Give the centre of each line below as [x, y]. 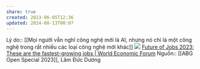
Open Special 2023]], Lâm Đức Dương [53, 60]
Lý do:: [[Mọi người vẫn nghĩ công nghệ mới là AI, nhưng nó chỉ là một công [99, 40]
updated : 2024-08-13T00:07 [40, 23]
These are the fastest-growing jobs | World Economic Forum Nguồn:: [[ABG [100, 53]
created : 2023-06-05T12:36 [40, 17]
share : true [21, 12]
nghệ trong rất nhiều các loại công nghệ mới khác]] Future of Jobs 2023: [100, 47]
